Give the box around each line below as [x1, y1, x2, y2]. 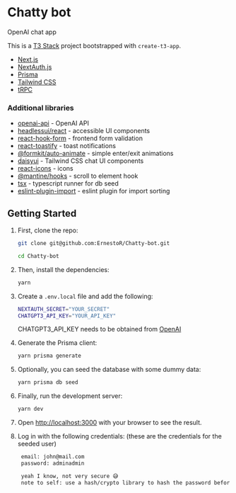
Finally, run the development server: [17, 392, 123, 400]
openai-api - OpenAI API [17, 119, 90, 127]
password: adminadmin [20, 460, 85, 467]
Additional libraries [7, 103, 74, 113]
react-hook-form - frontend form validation [17, 134, 143, 142]
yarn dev [17, 405, 44, 413]
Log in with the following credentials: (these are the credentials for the [17, 432, 223, 441]
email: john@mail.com [20, 453, 85, 460]
